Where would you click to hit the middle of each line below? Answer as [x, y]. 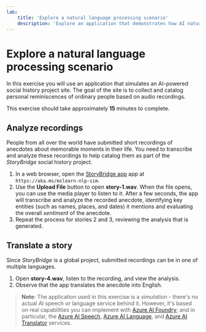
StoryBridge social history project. [50, 162]
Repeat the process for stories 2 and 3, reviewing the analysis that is [102, 220]
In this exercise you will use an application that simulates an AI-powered [97, 84]
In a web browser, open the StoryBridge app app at [80, 174]
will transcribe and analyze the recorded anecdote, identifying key [99, 200]
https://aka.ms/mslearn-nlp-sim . [57, 181]
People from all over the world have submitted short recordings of [90, 143]
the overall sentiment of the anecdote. [63, 213]
